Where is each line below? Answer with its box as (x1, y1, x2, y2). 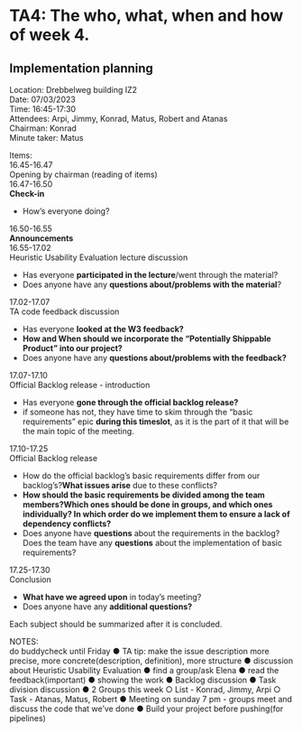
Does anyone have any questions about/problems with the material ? (22, 279, 282, 290)
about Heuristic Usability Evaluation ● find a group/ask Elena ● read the (9, 665, 279, 675)
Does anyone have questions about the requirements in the (22, 528, 244, 538)
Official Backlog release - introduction (9, 380, 151, 390)
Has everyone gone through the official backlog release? (22, 397, 239, 407)
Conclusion (9, 574, 52, 585)
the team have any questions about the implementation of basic (43, 538, 282, 548)
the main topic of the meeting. (22, 426, 135, 436)
